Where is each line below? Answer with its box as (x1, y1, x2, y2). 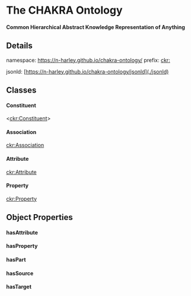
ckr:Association (6, 142, 44, 149)
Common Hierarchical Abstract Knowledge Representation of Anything (6, 23, 186, 30)
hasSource (6, 269, 34, 276)
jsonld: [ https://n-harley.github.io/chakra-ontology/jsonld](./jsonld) (6, 68, 169, 75)
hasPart (6, 256, 26, 263)
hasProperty (6, 243, 38, 250)
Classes (6, 85, 37, 95)
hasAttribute (6, 229, 39, 236)
